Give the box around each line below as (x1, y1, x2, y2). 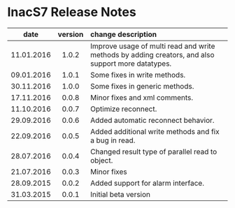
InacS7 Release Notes (7, 4, 136, 20)
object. (90, 155, 113, 165)
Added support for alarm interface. (90, 178, 205, 188)
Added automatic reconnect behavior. (90, 115, 215, 125)
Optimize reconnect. (90, 104, 157, 114)
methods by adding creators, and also (90, 50, 215, 59)
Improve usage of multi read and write (90, 41, 215, 51)
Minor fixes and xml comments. (90, 92, 194, 102)
